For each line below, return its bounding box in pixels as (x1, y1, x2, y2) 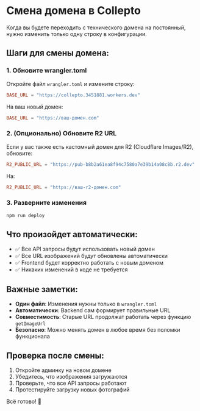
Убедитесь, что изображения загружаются (15, 373, 128, 381)
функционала (15, 333, 50, 340)
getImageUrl (15, 321, 46, 327)
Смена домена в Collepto (6, 4, 141, 18)
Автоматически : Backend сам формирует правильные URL (15, 307, 171, 314)
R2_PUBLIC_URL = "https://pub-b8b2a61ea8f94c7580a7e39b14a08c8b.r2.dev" (6, 161, 195, 168)
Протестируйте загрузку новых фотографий (15, 386, 130, 393)
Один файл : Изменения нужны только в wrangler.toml (15, 300, 157, 308)
